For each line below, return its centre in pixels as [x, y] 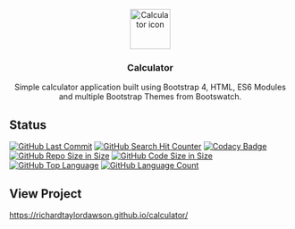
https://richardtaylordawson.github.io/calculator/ [99, 215]
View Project [46, 194]
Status [28, 125]
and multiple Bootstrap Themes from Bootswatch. [150, 97]
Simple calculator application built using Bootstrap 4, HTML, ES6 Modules [150, 87]
